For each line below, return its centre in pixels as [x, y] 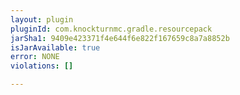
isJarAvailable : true [55, 47]
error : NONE [35, 57]
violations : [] [42, 66]
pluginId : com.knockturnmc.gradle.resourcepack [111, 29]
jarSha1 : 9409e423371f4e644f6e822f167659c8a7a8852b [120, 38]
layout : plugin [42, 19]
